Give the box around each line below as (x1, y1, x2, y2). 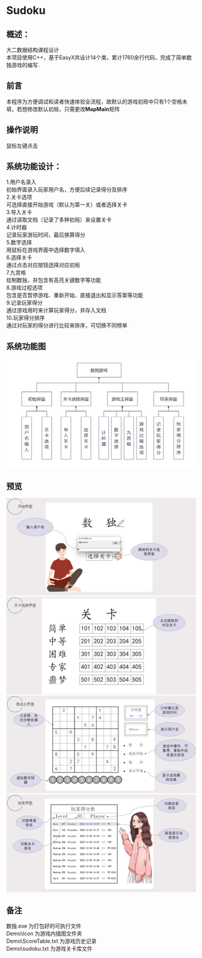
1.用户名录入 (6, 179, 37, 186)
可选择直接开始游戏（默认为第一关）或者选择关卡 (6, 201, 127, 208)
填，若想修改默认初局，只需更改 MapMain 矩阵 (6, 105, 120, 112)
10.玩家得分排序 (6, 315, 45, 322)
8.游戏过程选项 (6, 284, 43, 292)
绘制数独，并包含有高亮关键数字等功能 (6, 276, 101, 284)
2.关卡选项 (6, 194, 32, 201)
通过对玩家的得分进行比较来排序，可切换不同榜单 (6, 322, 127, 329)
